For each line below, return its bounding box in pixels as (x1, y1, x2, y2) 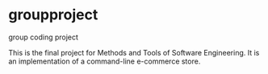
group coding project (8, 32, 79, 42)
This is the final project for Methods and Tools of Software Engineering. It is (8, 47, 260, 57)
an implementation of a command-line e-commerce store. (8, 56, 201, 66)
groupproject (8, 6, 98, 24)
